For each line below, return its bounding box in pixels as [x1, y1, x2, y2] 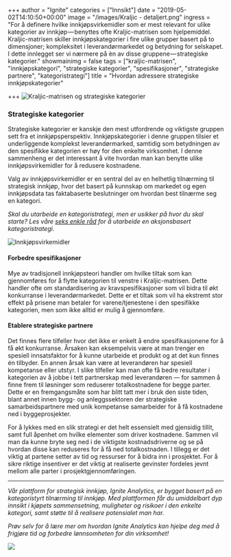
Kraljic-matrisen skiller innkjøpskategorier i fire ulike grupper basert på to [8, 35, 215, 43]
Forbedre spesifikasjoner [8, 254, 82, 262]
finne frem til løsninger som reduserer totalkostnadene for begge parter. [8, 380, 211, 389]
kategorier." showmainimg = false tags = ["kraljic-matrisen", [8, 57, 177, 65]
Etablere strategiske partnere [8, 321, 93, 329]
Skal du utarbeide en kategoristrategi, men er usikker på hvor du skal [8, 210, 204, 219]
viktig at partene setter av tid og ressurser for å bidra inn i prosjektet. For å [8, 452, 218, 460]
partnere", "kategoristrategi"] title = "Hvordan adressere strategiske [8, 72, 199, 80]
